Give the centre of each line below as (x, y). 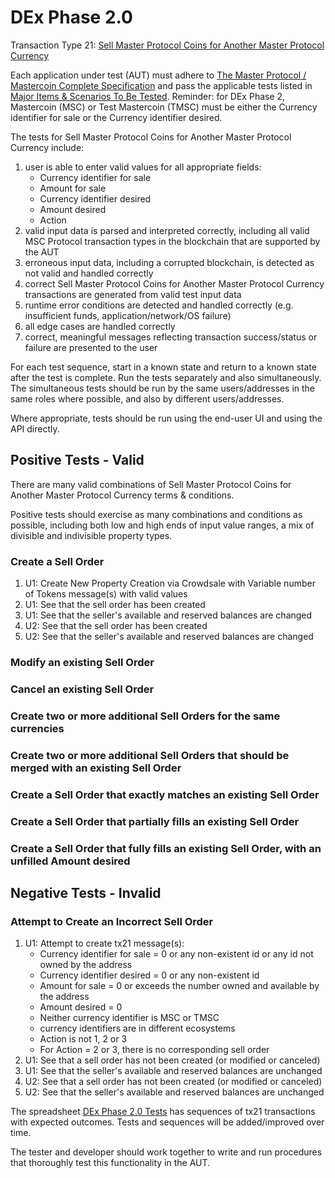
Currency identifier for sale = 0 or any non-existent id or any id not (176, 954)
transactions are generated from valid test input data (133, 294)
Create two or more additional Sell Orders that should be (150, 755)
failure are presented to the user (91, 347)
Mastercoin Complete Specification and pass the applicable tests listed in (161, 85)
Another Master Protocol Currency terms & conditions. (122, 495)
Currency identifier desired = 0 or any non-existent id (149, 975)
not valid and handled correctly (89, 273)
